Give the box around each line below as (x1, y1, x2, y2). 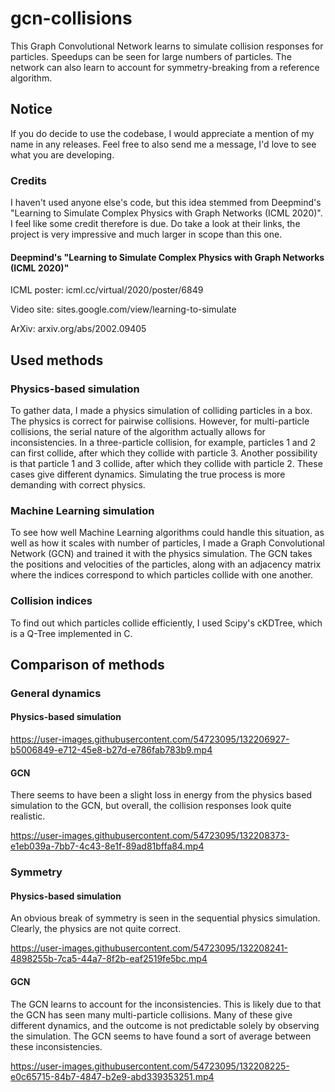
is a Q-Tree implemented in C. (10, 627, 133, 639)
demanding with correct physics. (10, 478, 146, 491)
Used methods (10, 352, 104, 369)
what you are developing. (10, 148, 115, 161)
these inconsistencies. (10, 1040, 103, 1052)
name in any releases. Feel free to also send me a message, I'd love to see (10, 138, 317, 150)
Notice (10, 101, 53, 118)
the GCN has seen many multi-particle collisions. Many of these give (10, 1008, 293, 1021)
